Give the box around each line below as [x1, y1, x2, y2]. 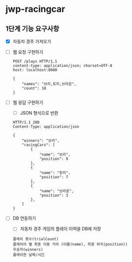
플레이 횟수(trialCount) [12, 237, 59, 242]
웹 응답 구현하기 [12, 100, 43, 105]
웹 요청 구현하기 [12, 49, 43, 55]
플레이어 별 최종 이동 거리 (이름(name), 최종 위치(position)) [12, 242, 128, 247]
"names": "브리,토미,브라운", [22, 82, 77, 87]
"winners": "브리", [22, 138, 60, 143]
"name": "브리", [39, 152, 71, 157]
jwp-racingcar [5, 3, 66, 15]
